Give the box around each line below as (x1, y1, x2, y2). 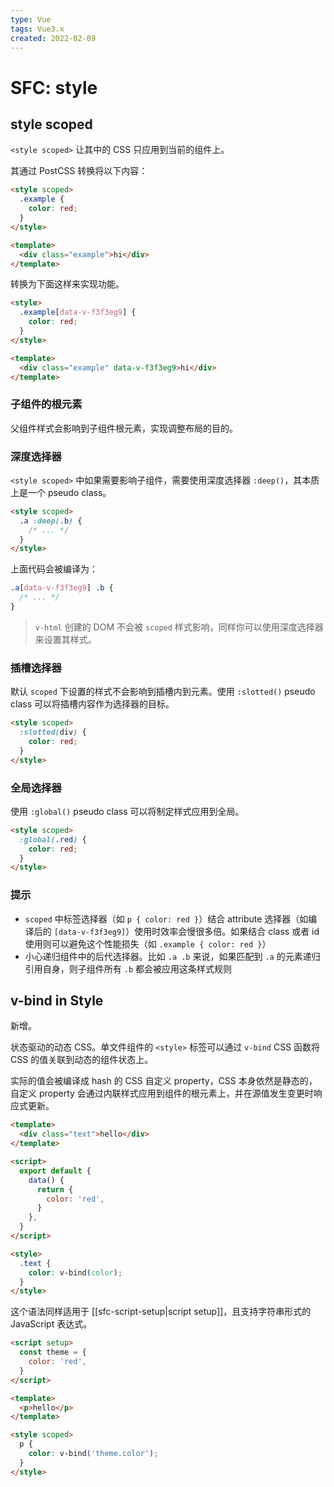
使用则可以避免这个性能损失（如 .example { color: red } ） (24, 937, 272, 950)
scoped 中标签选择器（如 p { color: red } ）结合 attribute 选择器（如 (24, 912, 309, 925)
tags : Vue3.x (10, 24, 65, 34)
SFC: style (10, 76, 98, 99)
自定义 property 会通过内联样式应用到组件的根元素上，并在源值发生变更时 (10, 1087, 314, 1100)
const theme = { (19, 1347, 87, 1358)
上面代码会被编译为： (10, 563, 98, 575)
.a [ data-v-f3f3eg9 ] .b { (10, 583, 114, 593)
